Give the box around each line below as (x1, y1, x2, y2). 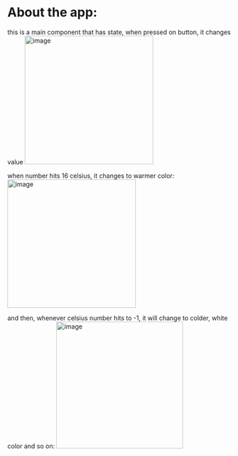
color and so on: (7, 442, 55, 450)
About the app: (7, 4, 98, 21)
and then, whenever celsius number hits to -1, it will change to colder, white (7, 314, 228, 322)
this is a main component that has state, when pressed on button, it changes (7, 28, 231, 36)
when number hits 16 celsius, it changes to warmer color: (7, 171, 175, 180)
